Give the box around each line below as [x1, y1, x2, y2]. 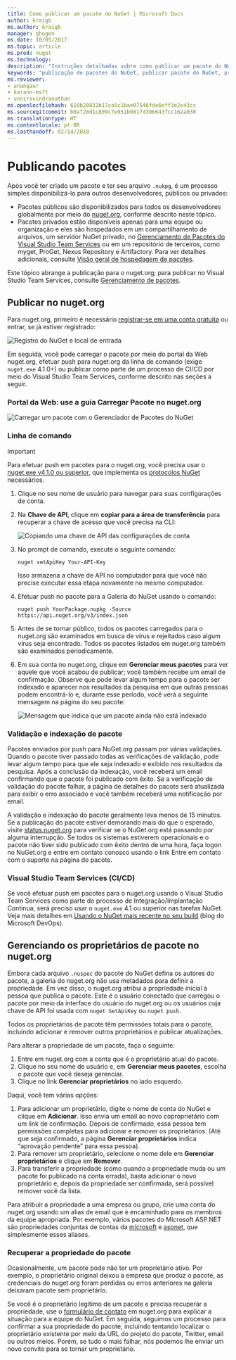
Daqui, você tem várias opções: [7, 1091, 99, 1100]
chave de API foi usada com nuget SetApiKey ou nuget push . [7, 1007, 181, 1015]
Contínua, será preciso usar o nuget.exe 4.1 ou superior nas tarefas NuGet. [7, 904, 223, 913]
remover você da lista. [17, 1187, 82, 1195]
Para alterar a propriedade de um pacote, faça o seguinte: [7, 1041, 176, 1050]
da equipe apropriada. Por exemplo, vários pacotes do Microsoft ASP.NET [7, 1215, 221, 1224]
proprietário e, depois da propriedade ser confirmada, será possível [17, 1179, 214, 1188]
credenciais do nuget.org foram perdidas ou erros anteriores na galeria [7, 1278, 213, 1288]
